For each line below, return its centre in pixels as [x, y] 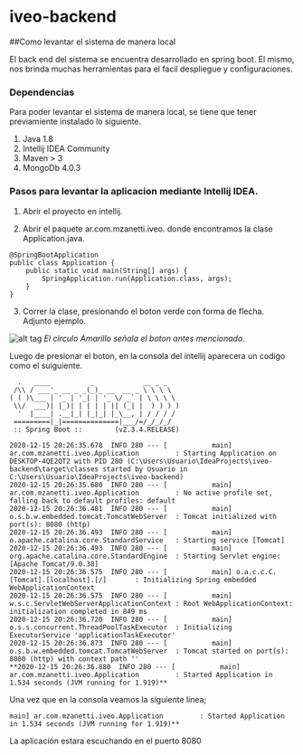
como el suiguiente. [46, 365]
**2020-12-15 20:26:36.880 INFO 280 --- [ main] [125, 666]
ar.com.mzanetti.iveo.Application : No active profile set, [141, 493]
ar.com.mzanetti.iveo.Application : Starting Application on [143, 453]
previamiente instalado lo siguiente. [76, 122]
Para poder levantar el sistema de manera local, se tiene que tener [133, 112]
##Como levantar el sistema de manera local [93, 42]
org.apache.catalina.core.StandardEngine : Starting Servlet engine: [145, 556]
